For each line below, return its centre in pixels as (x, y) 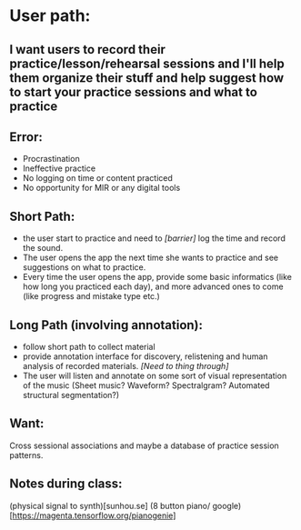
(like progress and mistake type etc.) (91, 296)
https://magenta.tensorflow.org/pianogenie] (94, 515)
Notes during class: (66, 484)
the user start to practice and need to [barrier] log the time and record (154, 238)
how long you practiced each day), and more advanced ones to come (153, 286)
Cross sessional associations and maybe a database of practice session (144, 445)
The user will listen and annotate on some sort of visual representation (155, 376)
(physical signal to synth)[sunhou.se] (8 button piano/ (110, 505)
